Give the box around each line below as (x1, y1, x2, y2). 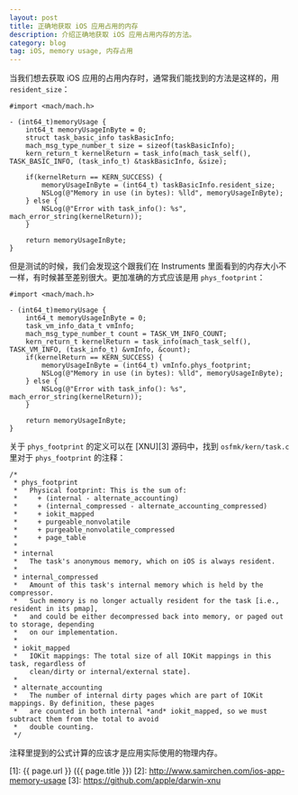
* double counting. (13, 723, 95, 732)
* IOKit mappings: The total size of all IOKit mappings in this (13, 652, 272, 661)
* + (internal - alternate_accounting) (13, 494, 179, 503)
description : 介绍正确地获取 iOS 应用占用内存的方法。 (9, 30, 196, 39)
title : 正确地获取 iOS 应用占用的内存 (9, 22, 139, 31)
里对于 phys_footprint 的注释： (9, 452, 126, 463)
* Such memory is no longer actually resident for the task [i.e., (13, 597, 280, 606)
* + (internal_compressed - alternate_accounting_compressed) (13, 502, 268, 511)
